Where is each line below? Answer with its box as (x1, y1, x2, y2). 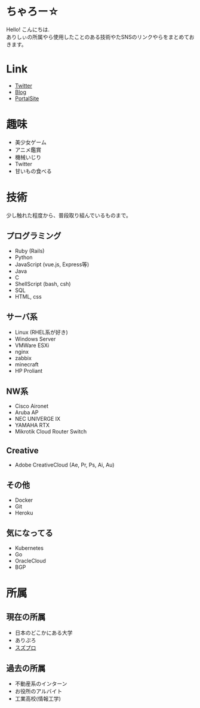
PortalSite (14, 95, 39, 102)
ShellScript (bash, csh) (14, 280, 71, 287)
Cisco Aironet (14, 402, 49, 410)
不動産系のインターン (14, 680, 67, 688)
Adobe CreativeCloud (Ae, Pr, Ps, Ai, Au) (14, 462, 115, 468)
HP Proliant (14, 367, 43, 375)
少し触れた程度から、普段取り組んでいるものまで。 (6, 212, 131, 219)
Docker (14, 496, 33, 504)
